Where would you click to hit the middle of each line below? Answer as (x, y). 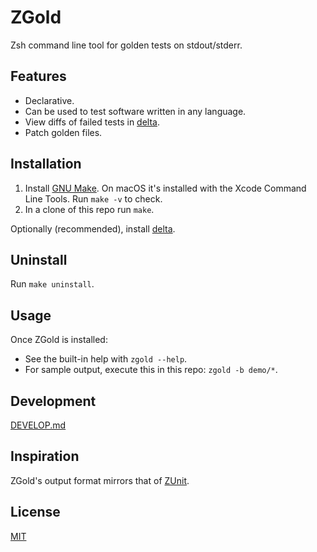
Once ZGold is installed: (59, 340)
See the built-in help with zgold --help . (106, 359)
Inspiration (45, 456)
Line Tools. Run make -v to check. (93, 198)
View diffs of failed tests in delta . (92, 122)
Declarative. (49, 100)
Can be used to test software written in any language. (135, 111)
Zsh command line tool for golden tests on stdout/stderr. (126, 45)
